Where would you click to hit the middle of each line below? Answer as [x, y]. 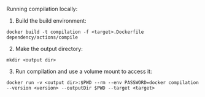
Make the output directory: [49, 49]
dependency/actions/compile [42, 37]
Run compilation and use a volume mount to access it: [83, 71]
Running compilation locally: [42, 9]
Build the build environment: [51, 21]
